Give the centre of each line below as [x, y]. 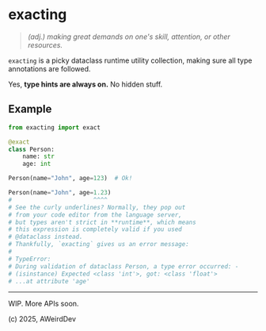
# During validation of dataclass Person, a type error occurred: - [123, 266]
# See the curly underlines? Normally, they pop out [97, 207]
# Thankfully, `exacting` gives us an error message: [99, 244]
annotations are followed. [49, 68]
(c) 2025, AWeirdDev [42, 319]
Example [30, 109]
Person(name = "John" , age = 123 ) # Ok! [70, 179]
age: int [37, 164]
